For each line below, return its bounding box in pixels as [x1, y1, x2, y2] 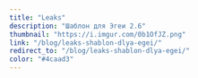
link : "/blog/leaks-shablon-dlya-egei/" [9, 38, 163, 48]
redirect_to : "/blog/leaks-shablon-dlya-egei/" [9, 47, 191, 56]
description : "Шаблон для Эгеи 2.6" [9, 22, 146, 30]
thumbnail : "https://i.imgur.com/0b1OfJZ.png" [9, 30, 186, 39]
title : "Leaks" [9, 13, 66, 22]
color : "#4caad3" [9, 55, 74, 64]
